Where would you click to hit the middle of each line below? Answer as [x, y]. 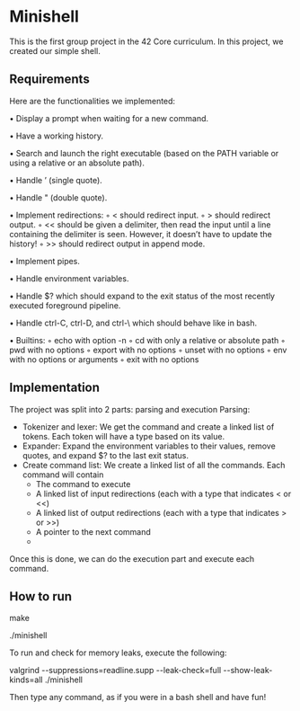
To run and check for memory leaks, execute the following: [118, 653]
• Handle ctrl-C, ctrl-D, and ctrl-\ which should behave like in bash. [133, 323]
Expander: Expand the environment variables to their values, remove [149, 446]
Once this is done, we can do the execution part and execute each [132, 558]
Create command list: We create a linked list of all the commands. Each [154, 465]
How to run [41, 596]
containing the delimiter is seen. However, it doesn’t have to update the [141, 234]
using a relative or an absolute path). [77, 163]
